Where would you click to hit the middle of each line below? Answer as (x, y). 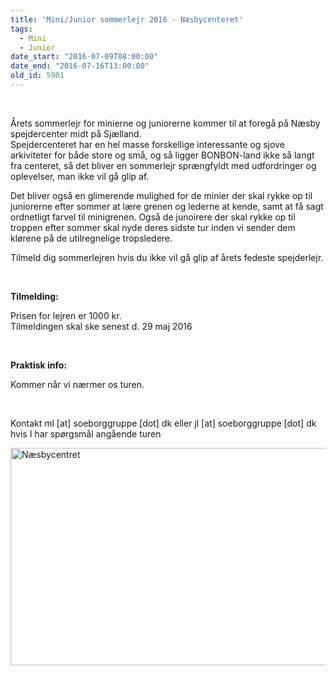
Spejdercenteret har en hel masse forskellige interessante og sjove (147, 144)
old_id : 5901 (37, 76)
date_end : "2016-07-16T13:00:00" (80, 66)
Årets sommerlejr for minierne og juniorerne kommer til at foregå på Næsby (165, 123)
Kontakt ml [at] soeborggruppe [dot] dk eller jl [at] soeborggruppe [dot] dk (163, 423)
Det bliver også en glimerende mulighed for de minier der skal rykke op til (161, 195)
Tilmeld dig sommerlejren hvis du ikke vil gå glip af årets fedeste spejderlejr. (167, 257)
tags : (21, 29)
